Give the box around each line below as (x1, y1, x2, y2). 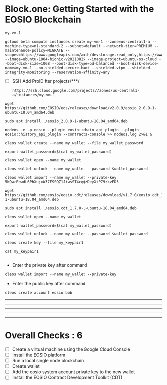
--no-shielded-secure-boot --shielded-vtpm (34, 65, 126, 70)
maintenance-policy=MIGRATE (5, 48, 64, 53)
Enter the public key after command (12, 281, 86, 286)
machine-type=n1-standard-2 (5, 43, 64, 48)
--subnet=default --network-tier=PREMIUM (65, 43, 153, 48)
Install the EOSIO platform (12, 352, 66, 358)
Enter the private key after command (12, 262, 87, 268)
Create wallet (12, 363, 40, 369)
